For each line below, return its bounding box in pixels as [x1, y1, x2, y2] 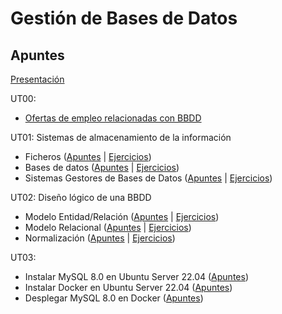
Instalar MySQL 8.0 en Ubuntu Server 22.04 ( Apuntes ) [24, 271, 249, 282]
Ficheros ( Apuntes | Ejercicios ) [24, 151, 152, 162]
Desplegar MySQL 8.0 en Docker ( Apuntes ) [24, 292, 204, 304]
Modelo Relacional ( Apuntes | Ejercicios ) [24, 222, 192, 233]
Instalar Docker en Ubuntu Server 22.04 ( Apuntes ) [24, 282, 233, 293]
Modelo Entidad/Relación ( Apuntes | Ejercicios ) [24, 211, 220, 222]
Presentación [10, 73, 65, 85]
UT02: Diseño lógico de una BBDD [10, 192, 152, 203]
